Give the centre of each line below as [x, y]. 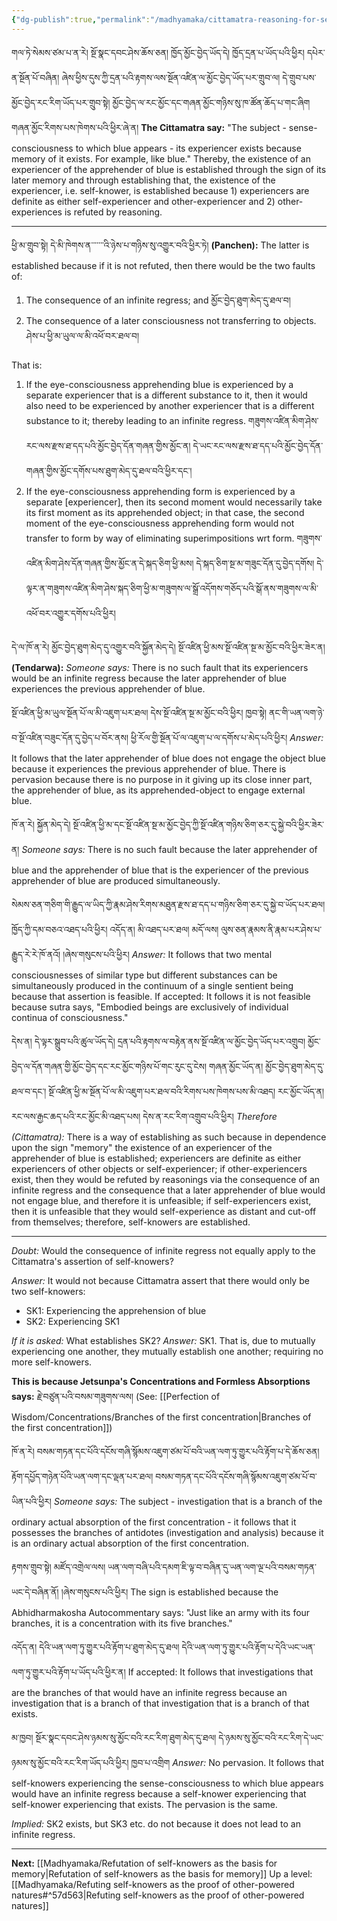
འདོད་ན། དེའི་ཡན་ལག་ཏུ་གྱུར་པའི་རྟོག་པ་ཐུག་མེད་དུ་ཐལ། [95, 1647]
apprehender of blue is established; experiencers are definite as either [156, 1158]
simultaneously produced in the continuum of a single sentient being [152, 985]
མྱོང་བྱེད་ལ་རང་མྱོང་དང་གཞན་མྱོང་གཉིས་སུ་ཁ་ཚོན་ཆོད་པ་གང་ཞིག [211, 102]
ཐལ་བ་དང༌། [29, 1091]
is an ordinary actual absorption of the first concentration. [130, 1543]
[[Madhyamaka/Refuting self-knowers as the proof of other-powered [153, 1884]
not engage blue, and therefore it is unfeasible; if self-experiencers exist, [161, 1200]
